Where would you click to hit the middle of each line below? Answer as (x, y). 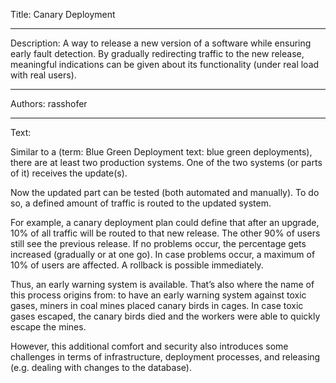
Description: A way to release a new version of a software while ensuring (161, 43)
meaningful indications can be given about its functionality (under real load (165, 64)
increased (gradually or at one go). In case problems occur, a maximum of (163, 254)
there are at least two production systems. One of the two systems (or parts (166, 162)
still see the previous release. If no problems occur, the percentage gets (158, 243)
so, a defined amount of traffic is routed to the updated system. (141, 203)
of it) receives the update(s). (69, 173)
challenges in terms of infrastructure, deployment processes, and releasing (165, 357)
